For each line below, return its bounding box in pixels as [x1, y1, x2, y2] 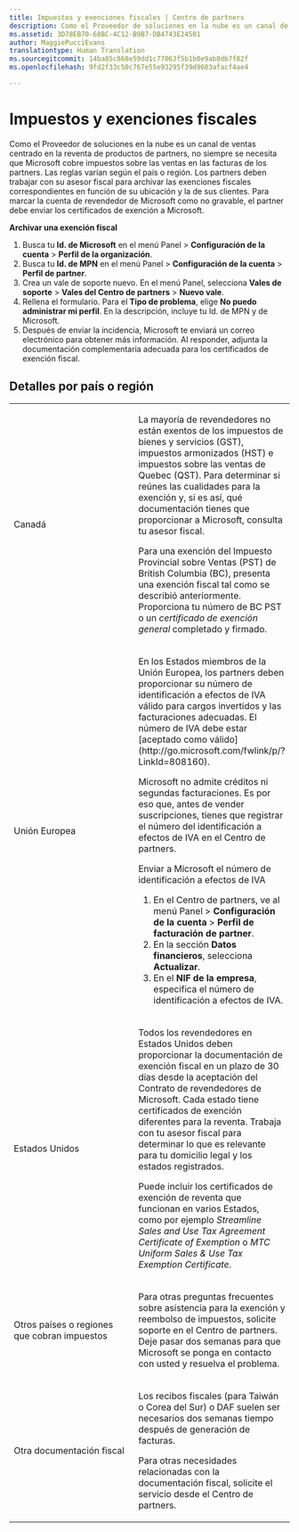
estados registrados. [137, 1160, 224, 1173]
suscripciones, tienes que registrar [137, 809, 284, 821]
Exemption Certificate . [137, 1258, 232, 1271]
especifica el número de [153, 983, 255, 995]
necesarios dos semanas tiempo [137, 1412, 274, 1424]
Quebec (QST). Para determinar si [137, 469, 280, 482]
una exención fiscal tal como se [137, 578, 271, 590]
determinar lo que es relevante [137, 1138, 266, 1150]
